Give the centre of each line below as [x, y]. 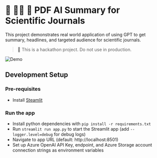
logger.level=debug [33, 135]
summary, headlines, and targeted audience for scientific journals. [73, 40]
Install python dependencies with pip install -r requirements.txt [81, 124]
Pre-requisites [23, 89]
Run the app [20, 113]
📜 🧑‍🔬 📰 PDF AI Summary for [63, 10]
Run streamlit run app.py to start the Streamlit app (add [71, 129]
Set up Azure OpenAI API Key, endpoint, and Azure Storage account [82, 145]
